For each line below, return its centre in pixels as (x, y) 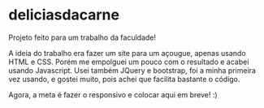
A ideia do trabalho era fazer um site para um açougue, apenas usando (127, 53)
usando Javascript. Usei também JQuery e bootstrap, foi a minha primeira (132, 70)
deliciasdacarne (64, 15)
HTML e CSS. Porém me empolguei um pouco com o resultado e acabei (129, 62)
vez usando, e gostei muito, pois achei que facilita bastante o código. (124, 79)
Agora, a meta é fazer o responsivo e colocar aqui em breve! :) (113, 94)
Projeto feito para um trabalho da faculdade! (82, 37)
